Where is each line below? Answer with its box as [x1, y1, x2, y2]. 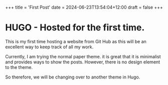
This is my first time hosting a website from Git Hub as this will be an [5, 38, 147, 44]
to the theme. [5, 64, 33, 70]
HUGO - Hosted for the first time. [5, 22, 145, 33]
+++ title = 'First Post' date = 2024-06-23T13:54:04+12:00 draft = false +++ [5, 5, 163, 10]
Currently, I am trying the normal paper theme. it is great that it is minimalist [5, 53, 161, 59]
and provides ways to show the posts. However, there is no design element [5, 59, 160, 65]
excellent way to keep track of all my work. [5, 44, 94, 50]
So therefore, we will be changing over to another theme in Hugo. [5, 74, 140, 80]
